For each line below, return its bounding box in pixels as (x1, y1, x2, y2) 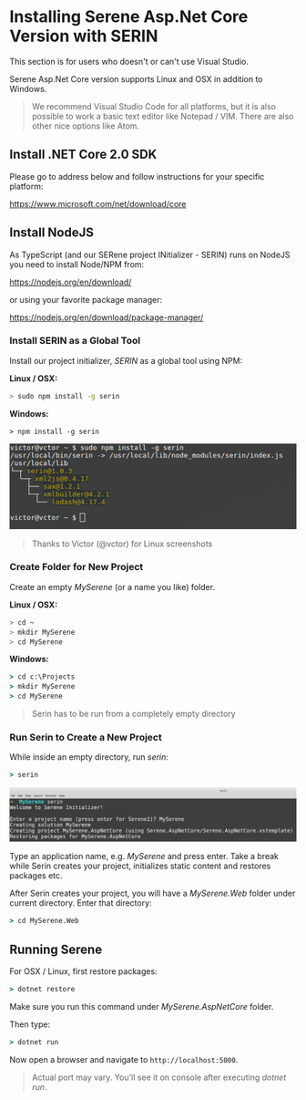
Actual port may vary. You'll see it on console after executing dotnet (31, 1072, 287, 1083)
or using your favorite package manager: (9, 294, 162, 305)
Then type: (9, 1019, 51, 1030)
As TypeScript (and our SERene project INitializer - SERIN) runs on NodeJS (9, 249, 291, 260)
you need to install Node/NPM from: (9, 258, 145, 270)
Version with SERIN (9, 26, 158, 47)
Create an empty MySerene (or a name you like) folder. (9, 581, 216, 592)
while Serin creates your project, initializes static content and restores (9, 860, 271, 872)
